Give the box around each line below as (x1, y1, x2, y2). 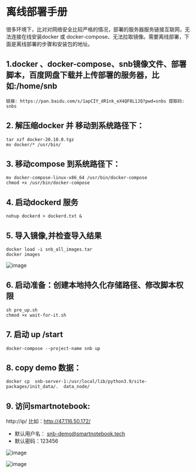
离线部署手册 (6, 5, 68, 19)
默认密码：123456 (14, 437, 58, 445)
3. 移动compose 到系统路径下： (6, 159, 121, 169)
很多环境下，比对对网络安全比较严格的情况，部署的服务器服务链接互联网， (6, 26, 185, 33)
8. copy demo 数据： (6, 363, 82, 373)
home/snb (19, 81, 58, 91)
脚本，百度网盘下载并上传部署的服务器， (6, 70, 152, 80)
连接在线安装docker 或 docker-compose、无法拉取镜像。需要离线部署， (10, 33, 185, 40)
